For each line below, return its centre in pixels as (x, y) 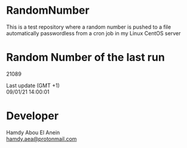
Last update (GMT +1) (33, 85)
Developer (32, 116)
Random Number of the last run (86, 58)
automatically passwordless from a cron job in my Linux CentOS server (93, 33)
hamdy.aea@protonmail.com (42, 138)
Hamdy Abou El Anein (33, 132)
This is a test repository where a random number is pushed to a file (89, 27)
